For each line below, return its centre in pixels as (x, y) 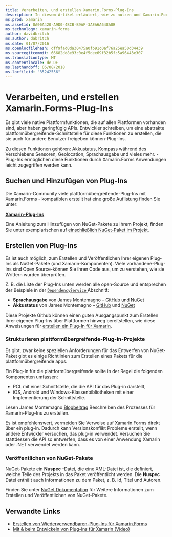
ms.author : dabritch (27, 39)
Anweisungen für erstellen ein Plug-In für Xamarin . (59, 326)
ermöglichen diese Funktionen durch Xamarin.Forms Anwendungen (95, 159)
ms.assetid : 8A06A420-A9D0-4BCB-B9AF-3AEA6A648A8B (60, 24)
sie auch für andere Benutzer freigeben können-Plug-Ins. (66, 138)
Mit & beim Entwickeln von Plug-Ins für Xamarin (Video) (71, 529)
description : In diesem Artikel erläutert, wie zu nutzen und (73, 15)
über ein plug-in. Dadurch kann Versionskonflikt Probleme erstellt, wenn (81, 428)
